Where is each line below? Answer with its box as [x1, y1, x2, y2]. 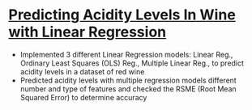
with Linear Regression [8, 23, 167, 41]
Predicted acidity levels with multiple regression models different [19, 75, 237, 85]
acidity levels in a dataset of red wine [19, 66, 145, 76]
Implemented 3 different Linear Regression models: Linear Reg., [19, 49, 233, 59]
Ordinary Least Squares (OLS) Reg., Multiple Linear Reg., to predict [19, 58, 245, 68]
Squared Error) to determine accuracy [19, 92, 147, 102]
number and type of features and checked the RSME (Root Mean [19, 83, 237, 94]
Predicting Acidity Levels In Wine [8, 6, 237, 24]
